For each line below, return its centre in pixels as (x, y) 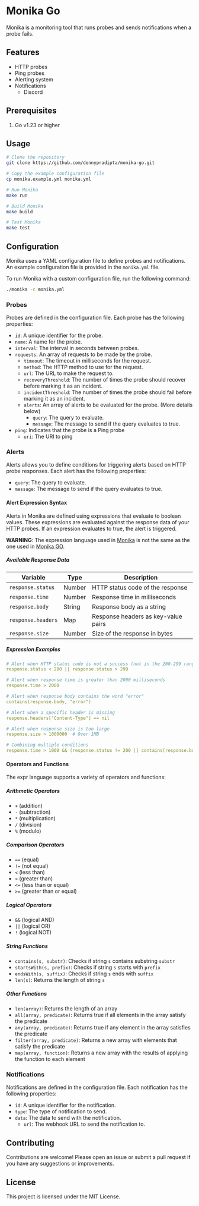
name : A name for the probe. (48, 342)
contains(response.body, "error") (49, 702)
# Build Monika (25, 206)
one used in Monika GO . (36, 546)
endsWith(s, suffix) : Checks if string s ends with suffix (84, 974)
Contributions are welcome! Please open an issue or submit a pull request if (98, 1157)
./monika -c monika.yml (36, 289)
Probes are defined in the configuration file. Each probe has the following (95, 318)
